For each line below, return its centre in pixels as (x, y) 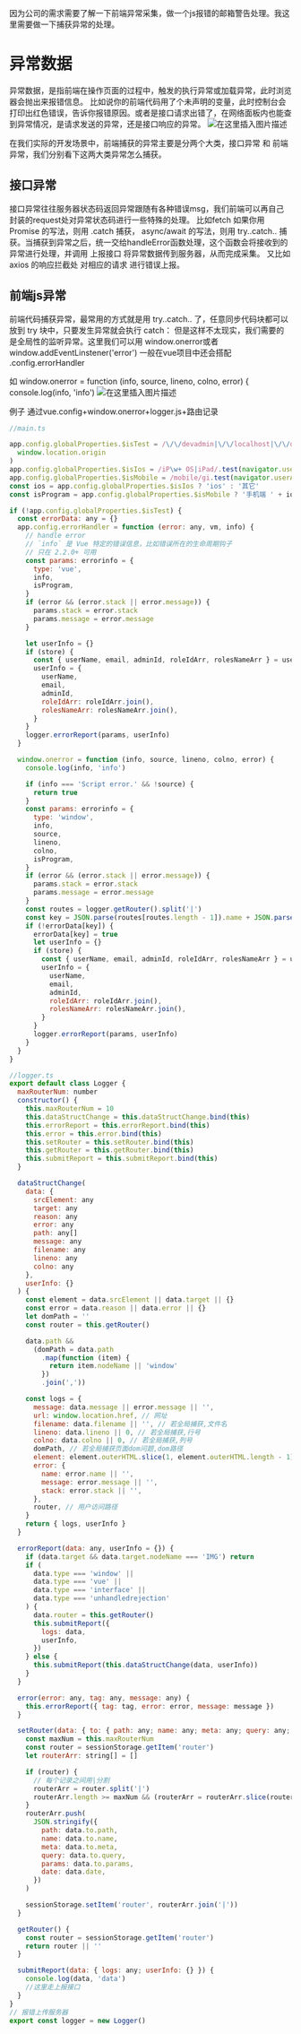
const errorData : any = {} (68, 519)
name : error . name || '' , (88, 1474)
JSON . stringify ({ (65, 1822)
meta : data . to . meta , (80, 1847)
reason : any (55, 1216)
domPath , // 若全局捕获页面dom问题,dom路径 (108, 1449)
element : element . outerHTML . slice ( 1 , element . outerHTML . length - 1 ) (163, 1458)
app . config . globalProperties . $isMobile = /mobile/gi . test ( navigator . (142, 478)
